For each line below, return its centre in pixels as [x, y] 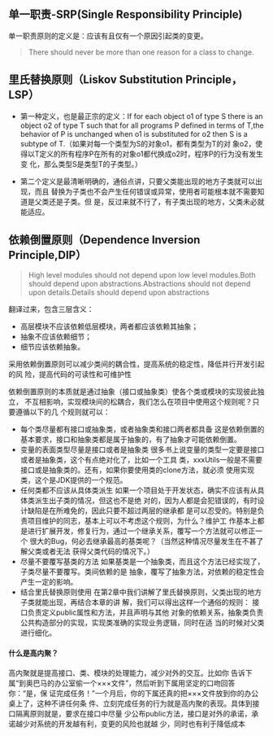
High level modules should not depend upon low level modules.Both [142, 275]
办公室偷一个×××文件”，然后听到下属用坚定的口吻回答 [145, 683]
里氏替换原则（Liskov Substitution [96, 80]
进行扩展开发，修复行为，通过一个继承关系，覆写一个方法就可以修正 [141, 531]
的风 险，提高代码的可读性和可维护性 [70, 375]
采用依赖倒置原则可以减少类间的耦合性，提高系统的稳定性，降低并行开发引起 [136, 364]
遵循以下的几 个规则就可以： [63, 412]
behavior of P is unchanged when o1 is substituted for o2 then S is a [134, 134]
